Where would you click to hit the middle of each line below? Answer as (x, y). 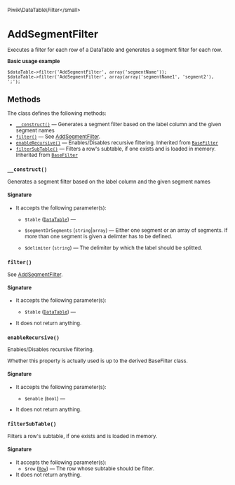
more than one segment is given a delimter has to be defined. (99, 237)
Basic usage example (34, 61)
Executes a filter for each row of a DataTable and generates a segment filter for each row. (115, 50)
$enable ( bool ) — (45, 398)
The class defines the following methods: (57, 113)
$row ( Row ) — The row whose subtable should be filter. (89, 469)
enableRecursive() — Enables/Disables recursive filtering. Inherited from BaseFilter (117, 143)
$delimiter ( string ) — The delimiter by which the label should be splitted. (113, 248)
